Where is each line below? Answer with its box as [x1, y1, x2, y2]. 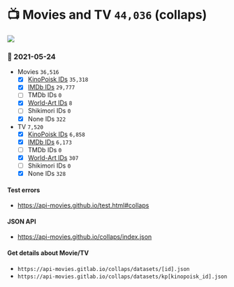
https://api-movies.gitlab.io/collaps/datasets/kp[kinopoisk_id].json [17, 273, 228, 280]
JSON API [7, 217, 36, 226]
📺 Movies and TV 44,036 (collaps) [7, 7, 207, 23]
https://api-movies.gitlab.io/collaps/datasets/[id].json [17, 265, 190, 272]
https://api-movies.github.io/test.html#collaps [17, 201, 149, 209]
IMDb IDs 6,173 [27, 138, 72, 146]
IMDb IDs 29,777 [27, 83, 75, 91]
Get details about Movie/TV [7, 249, 89, 257]
